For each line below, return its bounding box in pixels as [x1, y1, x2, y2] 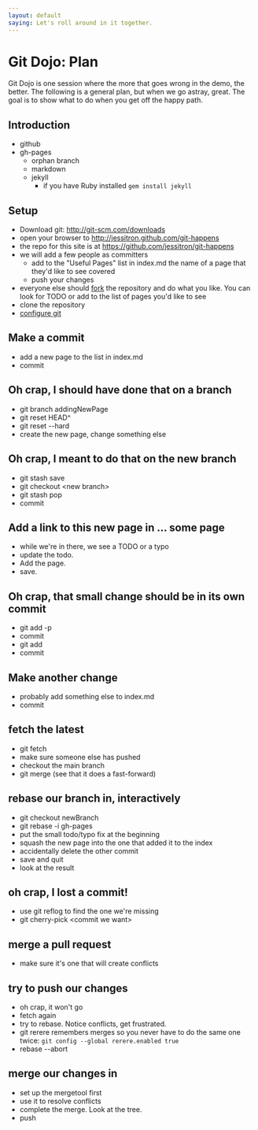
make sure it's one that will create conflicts [19, 958, 159, 969]
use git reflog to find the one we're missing [19, 906, 159, 916]
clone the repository [19, 300, 86, 309]
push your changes [31, 275, 94, 284]
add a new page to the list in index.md [19, 352, 143, 361]
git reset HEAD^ [19, 413, 71, 422]
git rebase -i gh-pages [19, 821, 93, 831]
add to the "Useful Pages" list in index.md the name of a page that [31, 258, 246, 268]
